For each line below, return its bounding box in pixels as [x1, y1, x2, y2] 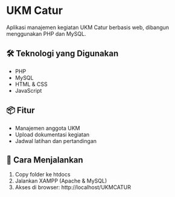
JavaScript [14, 87, 42, 94]
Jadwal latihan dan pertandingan [14, 137, 97, 144]
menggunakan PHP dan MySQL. [6, 30, 86, 37]
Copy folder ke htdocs [14, 171, 71, 178]
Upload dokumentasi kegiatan [14, 131, 90, 138]
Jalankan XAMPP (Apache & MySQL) [14, 177, 107, 185]
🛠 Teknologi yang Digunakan [6, 48, 119, 59]
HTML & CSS [14, 80, 48, 88]
